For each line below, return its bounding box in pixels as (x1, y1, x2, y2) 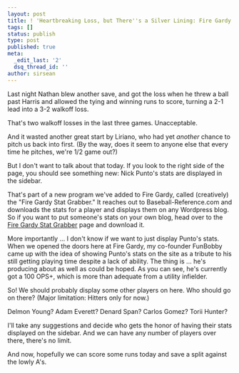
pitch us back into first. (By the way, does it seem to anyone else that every (7, 140, 228, 148)
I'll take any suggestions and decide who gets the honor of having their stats (7, 321, 233, 330)
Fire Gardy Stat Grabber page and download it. (7, 220, 145, 228)
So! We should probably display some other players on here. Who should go (7, 285, 231, 294)
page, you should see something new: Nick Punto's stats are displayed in (7, 169, 223, 177)
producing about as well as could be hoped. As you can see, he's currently (7, 264, 228, 273)
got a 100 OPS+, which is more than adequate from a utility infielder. (7, 272, 208, 280)
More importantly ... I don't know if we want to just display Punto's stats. (7, 234, 220, 243)
